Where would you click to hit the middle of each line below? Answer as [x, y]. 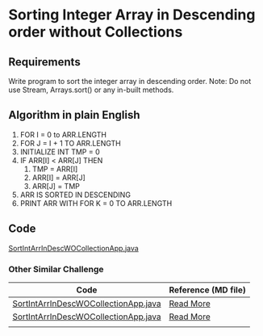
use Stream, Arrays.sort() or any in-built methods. [91, 90]
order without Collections [96, 32]
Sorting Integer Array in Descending [132, 15]
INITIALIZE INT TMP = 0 [60, 152]
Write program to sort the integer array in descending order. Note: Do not [130, 81]
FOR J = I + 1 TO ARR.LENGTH [70, 143]
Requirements [44, 62]
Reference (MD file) [207, 290]
